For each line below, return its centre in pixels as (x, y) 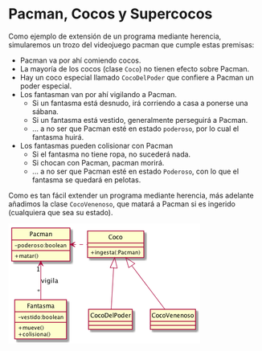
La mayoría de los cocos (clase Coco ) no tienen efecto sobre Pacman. (135, 68)
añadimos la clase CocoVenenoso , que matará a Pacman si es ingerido (122, 204)
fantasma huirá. (58, 137)
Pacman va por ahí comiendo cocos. (80, 60)
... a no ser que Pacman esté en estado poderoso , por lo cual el (135, 129)
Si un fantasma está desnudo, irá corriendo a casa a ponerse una (140, 103)
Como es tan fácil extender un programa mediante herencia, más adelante (131, 195)
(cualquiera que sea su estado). (61, 212)
